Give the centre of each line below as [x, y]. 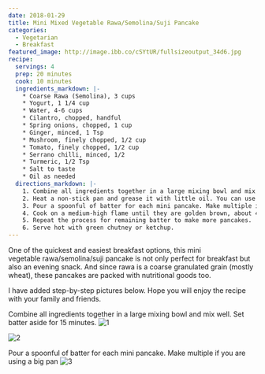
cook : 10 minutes [44, 81]
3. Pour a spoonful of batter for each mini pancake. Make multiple [137, 206]
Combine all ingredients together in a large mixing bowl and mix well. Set [126, 314]
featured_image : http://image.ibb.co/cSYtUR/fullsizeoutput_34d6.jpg [125, 52]
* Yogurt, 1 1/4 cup [56, 103]
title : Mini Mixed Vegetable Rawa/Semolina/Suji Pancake [104, 23]
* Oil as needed [49, 177]
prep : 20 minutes [44, 74]
